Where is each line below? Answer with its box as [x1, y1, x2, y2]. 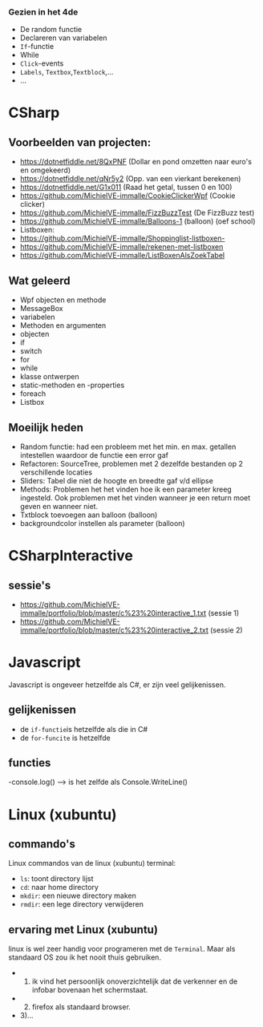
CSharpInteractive [8, 547, 134, 565]
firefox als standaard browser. [31, 1002, 131, 1012]
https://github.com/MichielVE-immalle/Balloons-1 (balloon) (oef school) [19, 216, 256, 226]
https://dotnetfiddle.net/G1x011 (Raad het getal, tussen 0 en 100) [19, 183, 233, 192]
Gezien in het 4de [8, 6, 79, 18]
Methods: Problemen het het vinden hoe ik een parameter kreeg [19, 484, 233, 494]
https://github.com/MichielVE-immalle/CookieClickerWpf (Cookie [19, 191, 236, 200]
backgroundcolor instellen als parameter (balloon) [19, 518, 186, 528]
